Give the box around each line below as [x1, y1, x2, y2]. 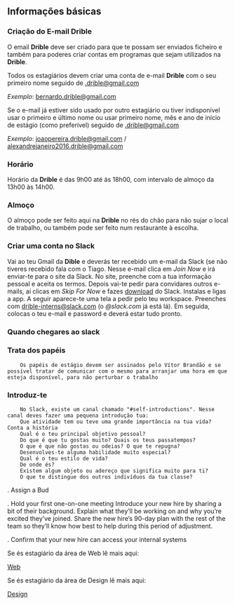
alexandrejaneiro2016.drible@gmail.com [7, 142, 123, 150]
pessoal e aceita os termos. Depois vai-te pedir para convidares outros [7, 279, 213, 288]
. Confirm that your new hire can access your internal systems [7, 536, 187, 544]
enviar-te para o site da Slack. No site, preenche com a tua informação [7, 272, 212, 280]
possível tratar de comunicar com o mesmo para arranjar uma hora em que [7, 368, 228, 375]
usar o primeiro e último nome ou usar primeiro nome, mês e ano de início [7, 113, 221, 121]
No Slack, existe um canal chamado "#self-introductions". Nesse [20, 406, 215, 413]
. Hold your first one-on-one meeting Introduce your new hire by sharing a [7, 500, 222, 508]
